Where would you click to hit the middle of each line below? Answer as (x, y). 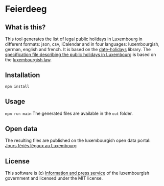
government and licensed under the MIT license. (54, 178)
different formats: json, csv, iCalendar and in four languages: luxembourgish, (82, 44)
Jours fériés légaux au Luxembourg (41, 146)
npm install (17, 86)
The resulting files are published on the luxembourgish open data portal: (78, 140)
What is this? (25, 27)
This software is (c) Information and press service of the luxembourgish (77, 173)
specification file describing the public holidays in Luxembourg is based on (81, 54)
